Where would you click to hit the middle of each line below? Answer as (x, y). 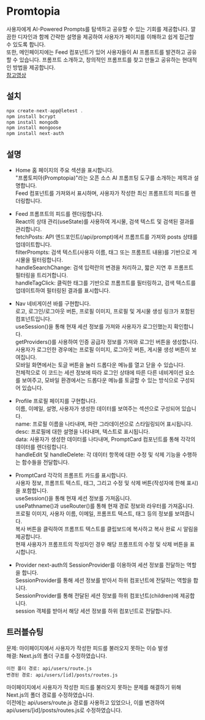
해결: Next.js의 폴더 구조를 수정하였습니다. (57, 656)
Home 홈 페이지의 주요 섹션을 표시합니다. (64, 170)
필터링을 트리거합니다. (42, 275)
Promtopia (33, 11)
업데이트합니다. (33, 244)
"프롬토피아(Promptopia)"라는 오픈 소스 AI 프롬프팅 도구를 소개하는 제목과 (104, 178)
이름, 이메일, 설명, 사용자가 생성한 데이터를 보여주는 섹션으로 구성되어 (98, 408)
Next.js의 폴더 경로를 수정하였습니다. (50, 695)
